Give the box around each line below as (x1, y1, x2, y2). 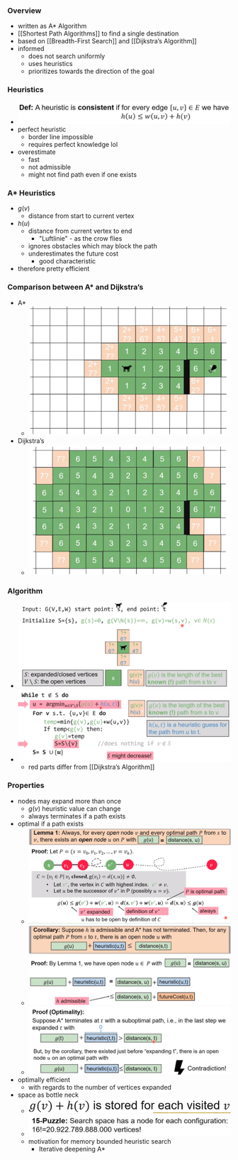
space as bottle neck (17, 1090, 79, 1099)
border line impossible (28, 133, 93, 141)
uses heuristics (28, 60, 73, 68)
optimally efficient (17, 1075, 71, 1084)
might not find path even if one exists (28, 170, 137, 179)
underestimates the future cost (28, 249, 119, 258)
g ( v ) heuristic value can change (28, 804, 121, 813)
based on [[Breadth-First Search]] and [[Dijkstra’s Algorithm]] (17, 37, 197, 45)
